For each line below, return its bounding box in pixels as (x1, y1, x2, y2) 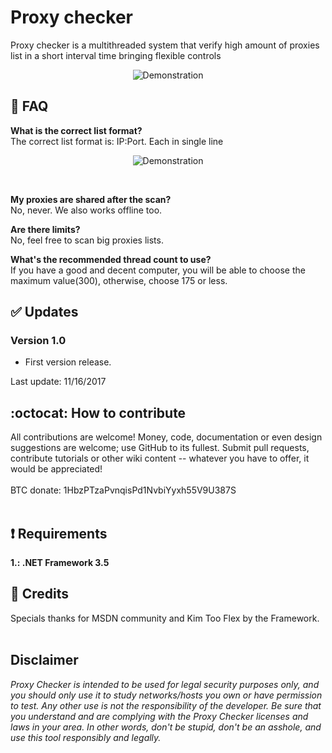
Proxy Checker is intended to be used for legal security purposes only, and (10, 678, 320, 690)
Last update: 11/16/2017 (10, 376, 107, 388)
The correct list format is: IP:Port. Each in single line (10, 135, 224, 147)
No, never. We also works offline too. (10, 204, 163, 216)
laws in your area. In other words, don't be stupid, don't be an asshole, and (10, 721, 322, 733)
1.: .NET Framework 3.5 (10, 557, 110, 569)
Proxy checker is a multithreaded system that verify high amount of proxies (10, 39, 320, 51)
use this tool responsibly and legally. (10, 731, 162, 743)
